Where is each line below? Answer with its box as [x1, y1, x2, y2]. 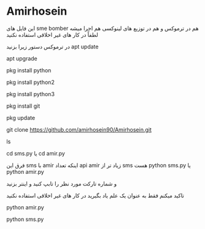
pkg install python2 [6, 78, 55, 86]
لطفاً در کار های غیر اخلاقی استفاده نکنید [6, 31, 98, 38]
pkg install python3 [6, 90, 55, 97]
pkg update [6, 114, 36, 121]
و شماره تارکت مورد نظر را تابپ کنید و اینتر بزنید [6, 179, 117, 187]
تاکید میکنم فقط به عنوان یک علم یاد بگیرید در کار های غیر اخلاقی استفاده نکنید [6, 192, 184, 199]
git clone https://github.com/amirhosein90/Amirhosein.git [6, 126, 152, 133]
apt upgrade [6, 54, 38, 62]
